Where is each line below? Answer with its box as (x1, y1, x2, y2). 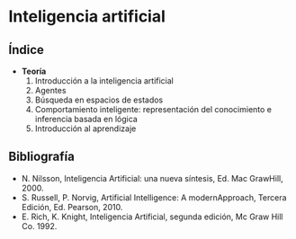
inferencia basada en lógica (34, 114, 139, 124)
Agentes (34, 85, 67, 95)
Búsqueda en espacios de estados (34, 94, 164, 105)
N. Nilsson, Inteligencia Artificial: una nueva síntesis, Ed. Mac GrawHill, (21, 173, 284, 183)
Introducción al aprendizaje (34, 123, 137, 134)
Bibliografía (8, 149, 76, 164)
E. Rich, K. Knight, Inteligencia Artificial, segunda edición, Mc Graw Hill (21, 211, 283, 222)
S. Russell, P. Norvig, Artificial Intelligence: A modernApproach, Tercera (21, 191, 287, 203)
